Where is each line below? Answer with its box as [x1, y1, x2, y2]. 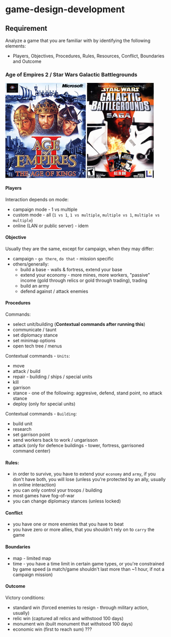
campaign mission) [12, 572, 53, 578]
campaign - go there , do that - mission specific [12, 255, 114, 261]
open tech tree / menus [12, 343, 62, 349]
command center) [12, 448, 51, 454]
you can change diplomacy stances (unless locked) [12, 498, 121, 504]
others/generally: [12, 261, 49, 267]
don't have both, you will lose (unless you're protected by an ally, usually [12, 476, 166, 482]
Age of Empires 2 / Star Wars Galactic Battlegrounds [5, 71, 138, 78]
